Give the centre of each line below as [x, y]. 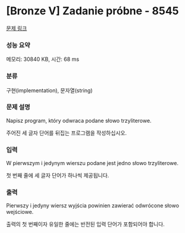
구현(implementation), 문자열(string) [50, 90]
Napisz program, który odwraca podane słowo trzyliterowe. [79, 120]
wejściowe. [20, 212]
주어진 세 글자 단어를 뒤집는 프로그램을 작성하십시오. [66, 133]
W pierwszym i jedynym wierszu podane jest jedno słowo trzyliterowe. [92, 163]
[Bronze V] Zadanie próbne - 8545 [93, 11]
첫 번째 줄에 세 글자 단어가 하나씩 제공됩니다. [58, 175]
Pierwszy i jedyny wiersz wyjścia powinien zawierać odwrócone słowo [93, 206]
